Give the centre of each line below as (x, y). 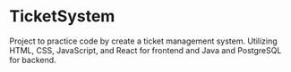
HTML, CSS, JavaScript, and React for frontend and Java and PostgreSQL (145, 50)
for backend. (33, 60)
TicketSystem (62, 16)
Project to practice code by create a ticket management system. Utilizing (143, 41)
